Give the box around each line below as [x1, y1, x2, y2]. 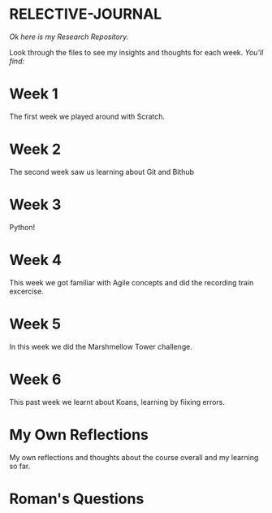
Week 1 [9, 85, 58, 103]
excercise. [9, 286, 44, 296]
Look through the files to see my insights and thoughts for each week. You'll [9, 47, 264, 57]
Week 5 [9, 315, 62, 333]
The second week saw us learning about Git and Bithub [9, 167, 194, 176]
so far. [9, 461, 31, 471]
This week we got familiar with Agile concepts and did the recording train [9, 277, 254, 287]
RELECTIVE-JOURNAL [9, 5, 162, 24]
